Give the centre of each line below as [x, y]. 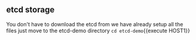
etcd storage [30, 10]
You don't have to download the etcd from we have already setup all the [95, 24]
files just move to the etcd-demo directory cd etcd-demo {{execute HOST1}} [98, 30]
